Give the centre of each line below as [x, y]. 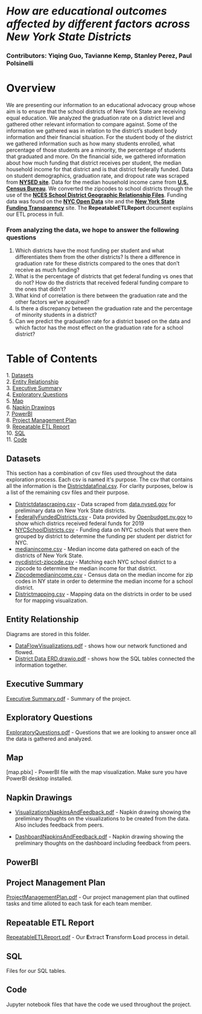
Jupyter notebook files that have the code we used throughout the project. [99, 1004]
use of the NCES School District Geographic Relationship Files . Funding [97, 195]
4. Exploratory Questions [37, 395]
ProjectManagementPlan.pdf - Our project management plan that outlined [98, 897]
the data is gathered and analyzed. [49, 738]
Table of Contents [52, 359]
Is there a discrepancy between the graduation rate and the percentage [104, 308]
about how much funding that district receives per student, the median [94, 163]
